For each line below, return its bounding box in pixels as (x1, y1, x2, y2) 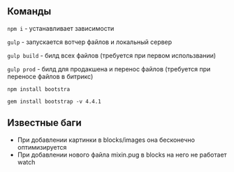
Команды (7, 6, 52, 17)
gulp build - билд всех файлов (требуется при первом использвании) (7, 51, 217, 59)
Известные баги (7, 117, 82, 129)
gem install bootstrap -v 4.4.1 (7, 98, 101, 105)
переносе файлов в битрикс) (7, 72, 94, 80)
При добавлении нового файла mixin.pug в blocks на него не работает (17, 150, 227, 159)
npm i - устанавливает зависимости (7, 24, 115, 32)
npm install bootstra (7, 85, 71, 93)
